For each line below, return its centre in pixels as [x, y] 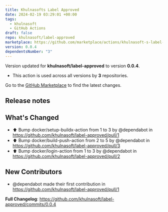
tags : [11, 19]
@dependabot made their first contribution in [59, 184]
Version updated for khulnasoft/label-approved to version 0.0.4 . [72, 66]
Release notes [28, 101]
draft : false [19, 33]
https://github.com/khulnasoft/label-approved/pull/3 [66, 146]
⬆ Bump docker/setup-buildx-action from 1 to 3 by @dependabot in [82, 130]
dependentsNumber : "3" [29, 51]
